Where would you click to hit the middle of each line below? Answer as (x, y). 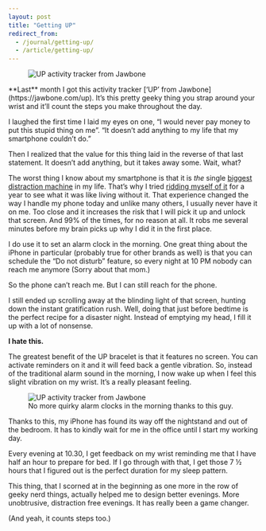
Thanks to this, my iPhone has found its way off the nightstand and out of (128, 421)
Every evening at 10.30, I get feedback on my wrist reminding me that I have (132, 454)
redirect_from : (33, 33)
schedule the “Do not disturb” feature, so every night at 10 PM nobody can (130, 261)
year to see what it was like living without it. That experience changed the (128, 195)
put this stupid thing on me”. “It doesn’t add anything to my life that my (123, 131)
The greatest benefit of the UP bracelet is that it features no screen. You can (133, 357)
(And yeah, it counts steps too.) (60, 518)
